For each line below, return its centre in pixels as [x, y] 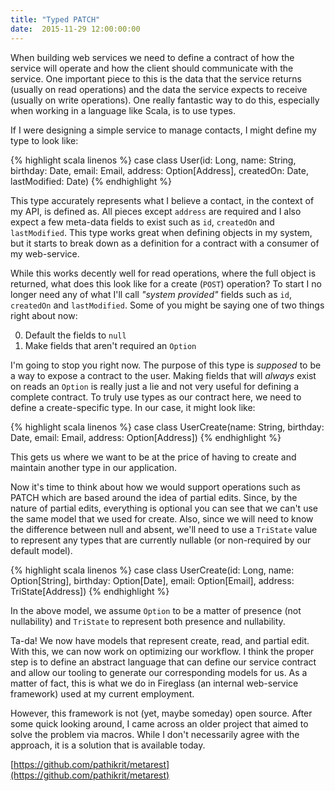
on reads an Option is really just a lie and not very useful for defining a [154, 386]
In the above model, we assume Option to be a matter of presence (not [156, 610]
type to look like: [44, 140]
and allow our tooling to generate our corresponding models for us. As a [159, 672]
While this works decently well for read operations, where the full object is [163, 273]
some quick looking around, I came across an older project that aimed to [159, 723]
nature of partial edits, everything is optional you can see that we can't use [164, 508]
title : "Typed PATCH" [55, 19]
